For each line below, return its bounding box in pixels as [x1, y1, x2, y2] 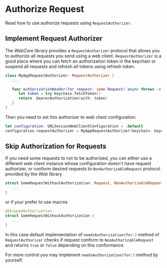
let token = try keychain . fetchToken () [18, 91, 101, 96]
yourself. [5, 257, 23, 263]
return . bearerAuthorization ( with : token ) [18, 96, 108, 101]
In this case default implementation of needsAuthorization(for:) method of [5, 231, 160, 237]
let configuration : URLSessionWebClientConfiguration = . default [5, 123, 143, 129]
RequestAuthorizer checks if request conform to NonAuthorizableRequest [5, 237, 154, 243]
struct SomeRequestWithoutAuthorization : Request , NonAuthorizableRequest [5, 180, 164, 186]
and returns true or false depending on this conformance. [5, 242, 125, 248]
